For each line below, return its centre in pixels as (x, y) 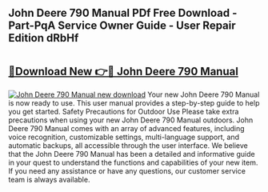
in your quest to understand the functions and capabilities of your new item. (133, 162)
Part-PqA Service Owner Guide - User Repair (122, 26)
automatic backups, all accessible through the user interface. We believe (128, 146)
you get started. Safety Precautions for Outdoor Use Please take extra (124, 112)
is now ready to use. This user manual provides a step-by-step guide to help (134, 103)
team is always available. (49, 180)
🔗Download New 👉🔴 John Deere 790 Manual (123, 71)
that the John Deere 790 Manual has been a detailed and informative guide (132, 154)
